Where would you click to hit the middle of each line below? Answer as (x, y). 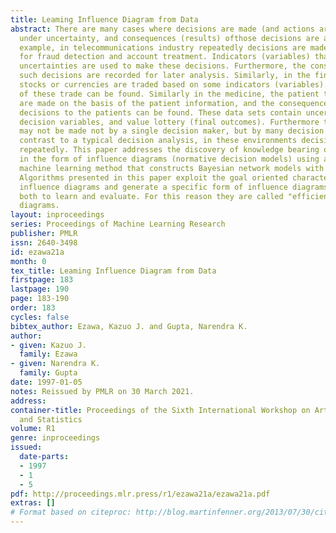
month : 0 (28, 261)
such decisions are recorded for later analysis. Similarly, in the (165, 76)
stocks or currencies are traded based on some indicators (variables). (174, 85)
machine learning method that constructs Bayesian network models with (172, 168)
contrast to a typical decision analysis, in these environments (158, 141)
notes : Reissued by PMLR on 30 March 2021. (102, 391)
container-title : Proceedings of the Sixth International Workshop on (160, 410)
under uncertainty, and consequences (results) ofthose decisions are (169, 38)
